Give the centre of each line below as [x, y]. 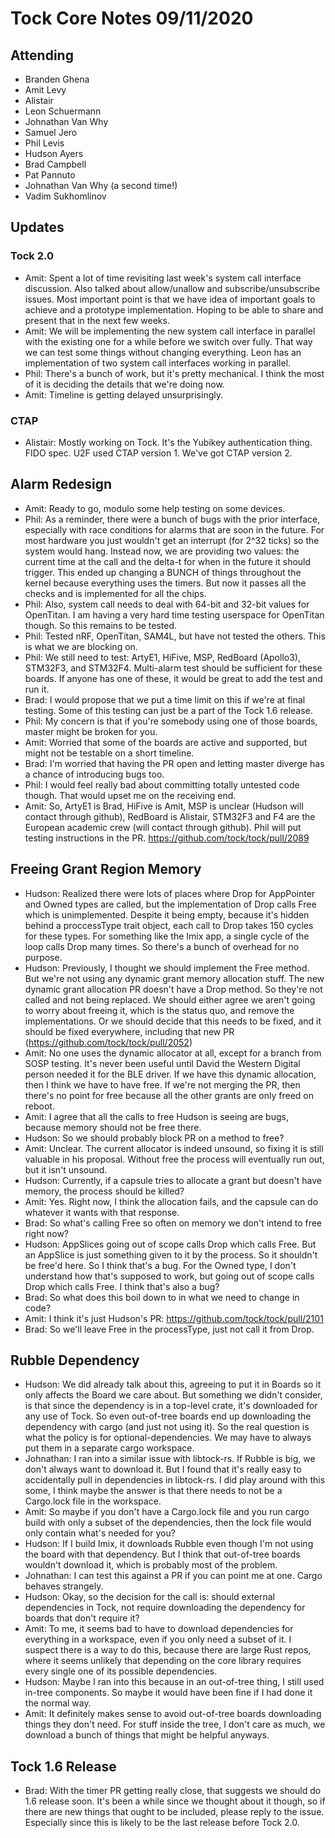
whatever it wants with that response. [102, 1212]
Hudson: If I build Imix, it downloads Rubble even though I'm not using [169, 1544]
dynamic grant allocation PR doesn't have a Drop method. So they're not [173, 989]
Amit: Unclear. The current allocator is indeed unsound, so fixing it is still [174, 1148]
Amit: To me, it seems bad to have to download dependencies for [159, 1629]
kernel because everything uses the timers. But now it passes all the [165, 583]
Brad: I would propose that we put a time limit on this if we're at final [165, 699]
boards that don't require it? [82, 1618]
